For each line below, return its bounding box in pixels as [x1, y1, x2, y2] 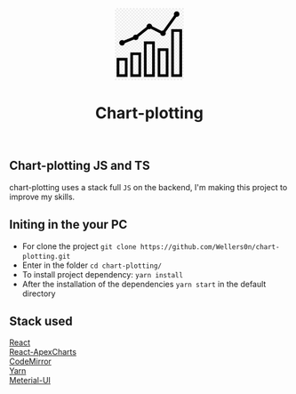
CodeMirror [9, 356, 52, 367]
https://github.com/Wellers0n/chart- [140, 242, 280, 252]
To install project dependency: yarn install [21, 269, 184, 279]
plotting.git [21, 252, 71, 261]
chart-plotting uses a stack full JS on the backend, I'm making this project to [9, 181, 288, 192]
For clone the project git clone [21, 240, 137, 252]
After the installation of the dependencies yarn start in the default [21, 278, 267, 289]
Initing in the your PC [9, 217, 128, 232]
